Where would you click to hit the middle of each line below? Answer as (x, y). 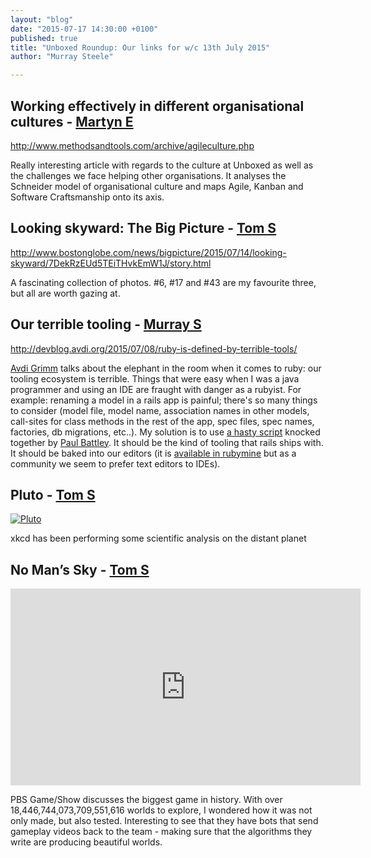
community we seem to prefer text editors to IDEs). (115, 463)
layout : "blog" (42, 19)
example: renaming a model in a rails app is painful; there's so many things (164, 400)
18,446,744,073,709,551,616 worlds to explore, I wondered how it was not (161, 810)
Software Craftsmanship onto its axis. (87, 197)
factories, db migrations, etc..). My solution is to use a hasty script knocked (165, 432)
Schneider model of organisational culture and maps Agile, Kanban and (157, 186)
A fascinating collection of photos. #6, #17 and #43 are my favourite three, (163, 282)
